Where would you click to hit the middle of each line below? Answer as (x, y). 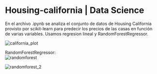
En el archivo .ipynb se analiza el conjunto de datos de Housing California (78, 24)
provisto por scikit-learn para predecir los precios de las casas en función (79, 28)
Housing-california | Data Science (75, 10)
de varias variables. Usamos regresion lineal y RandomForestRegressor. (77, 34)
